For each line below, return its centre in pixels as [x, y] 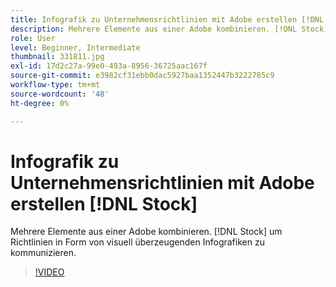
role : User [33, 38]
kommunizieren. [43, 253]
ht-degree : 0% [40, 103]
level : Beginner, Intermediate [75, 47]
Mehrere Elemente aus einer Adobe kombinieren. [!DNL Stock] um [146, 232]
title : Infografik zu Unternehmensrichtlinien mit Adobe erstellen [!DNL [167, 19]
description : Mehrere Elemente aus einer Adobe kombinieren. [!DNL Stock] [169, 29]
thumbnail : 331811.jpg [57, 57]
